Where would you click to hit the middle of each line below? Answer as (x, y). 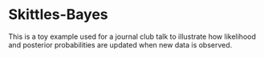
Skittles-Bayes (58, 15)
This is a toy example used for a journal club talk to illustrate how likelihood (132, 36)
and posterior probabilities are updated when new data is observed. (120, 44)
